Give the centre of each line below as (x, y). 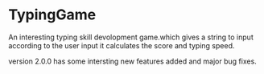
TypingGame (52, 15)
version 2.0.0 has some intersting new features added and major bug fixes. (133, 61)
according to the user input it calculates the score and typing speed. (122, 45)
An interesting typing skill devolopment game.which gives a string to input (131, 37)
